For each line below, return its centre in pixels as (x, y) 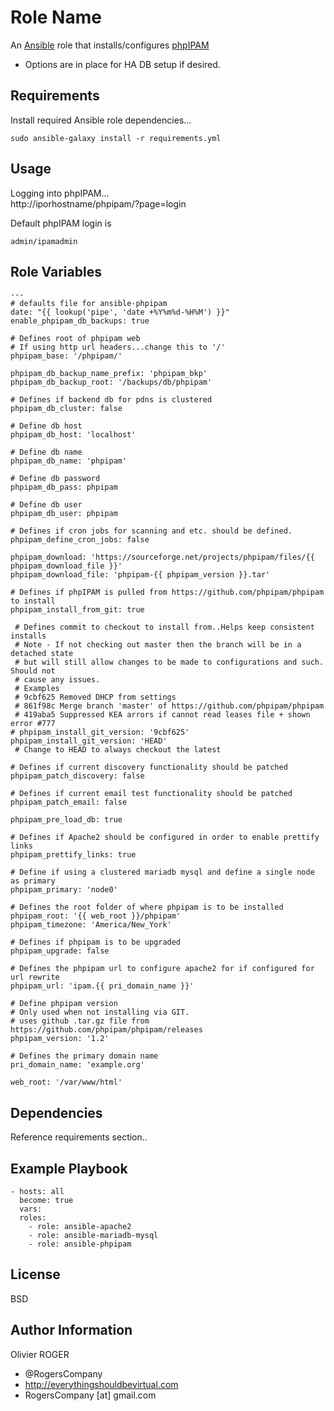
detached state (42, 654)
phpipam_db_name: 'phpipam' (69, 461)
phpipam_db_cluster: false (66, 409)
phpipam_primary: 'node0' (64, 890)
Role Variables (56, 271)
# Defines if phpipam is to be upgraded (96, 942)
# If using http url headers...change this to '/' (118, 347)
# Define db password (55, 479)
